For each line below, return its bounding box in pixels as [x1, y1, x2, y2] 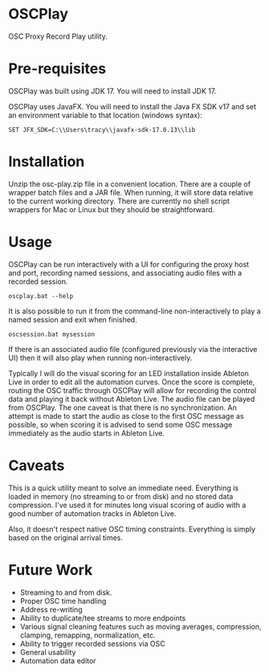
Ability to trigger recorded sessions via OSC [19, 638, 166, 648]
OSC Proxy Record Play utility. [8, 31, 108, 41]
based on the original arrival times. [8, 532, 123, 543]
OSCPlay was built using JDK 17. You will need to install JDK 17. [8, 86, 217, 96]
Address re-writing [19, 604, 83, 614]
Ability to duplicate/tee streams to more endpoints [19, 613, 186, 623]
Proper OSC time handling [19, 596, 107, 605]
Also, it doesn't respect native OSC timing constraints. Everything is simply [8, 524, 255, 534]
